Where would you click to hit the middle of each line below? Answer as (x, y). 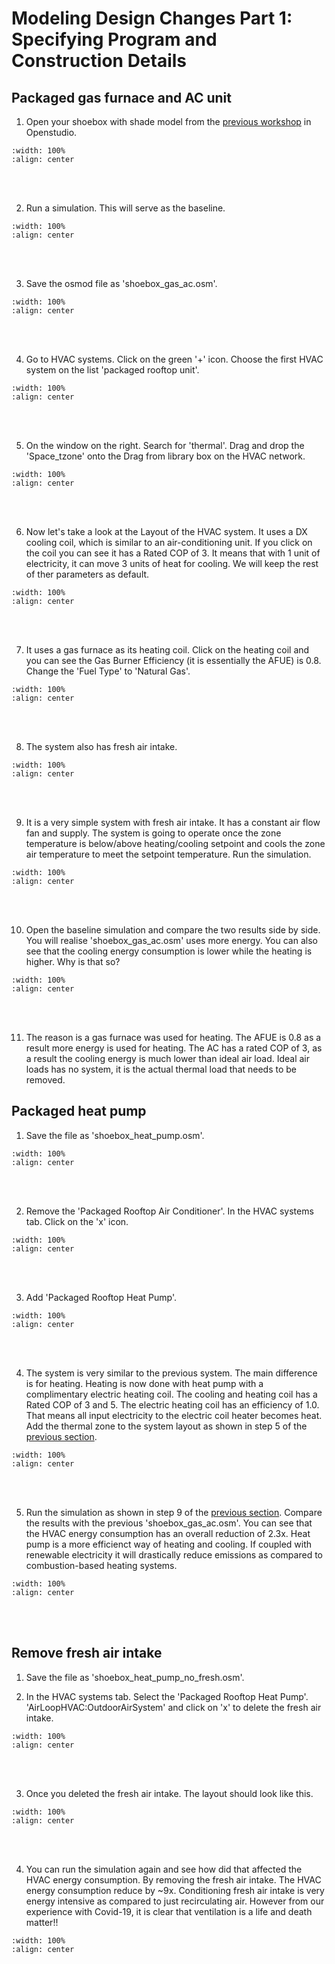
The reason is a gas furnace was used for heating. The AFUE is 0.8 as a (173, 1037)
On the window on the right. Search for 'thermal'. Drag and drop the (165, 445)
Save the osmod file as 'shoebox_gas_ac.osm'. (121, 283)
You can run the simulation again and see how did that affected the (164, 1869)
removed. (45, 1080)
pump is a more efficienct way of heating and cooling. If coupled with (169, 1544)
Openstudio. (51, 132)
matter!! (42, 1922)
